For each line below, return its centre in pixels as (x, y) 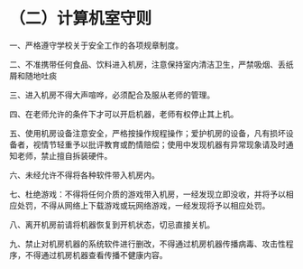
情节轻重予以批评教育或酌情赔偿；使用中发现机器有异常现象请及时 (163, 144)
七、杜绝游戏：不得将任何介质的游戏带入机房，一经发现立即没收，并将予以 (147, 194)
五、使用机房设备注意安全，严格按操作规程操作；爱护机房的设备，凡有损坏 (147, 133)
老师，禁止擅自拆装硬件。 (64, 155)
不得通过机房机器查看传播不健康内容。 (96, 255)
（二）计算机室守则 (81, 19)
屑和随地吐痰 (33, 75)
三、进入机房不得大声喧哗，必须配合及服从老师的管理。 (112, 95)
